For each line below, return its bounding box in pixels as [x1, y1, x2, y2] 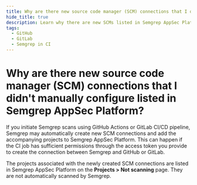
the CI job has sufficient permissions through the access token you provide [6, 142, 188, 149]
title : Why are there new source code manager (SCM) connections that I [6, 8, 188, 15]
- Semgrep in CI [11, 42, 51, 48]
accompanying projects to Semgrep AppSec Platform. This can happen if [6, 136, 183, 143]
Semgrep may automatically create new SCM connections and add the [6, 130, 176, 137]
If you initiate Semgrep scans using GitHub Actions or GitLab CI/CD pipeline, [6, 123, 191, 130]
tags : [6, 25, 19, 31]
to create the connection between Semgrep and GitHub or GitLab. [6, 148, 165, 156]
